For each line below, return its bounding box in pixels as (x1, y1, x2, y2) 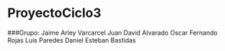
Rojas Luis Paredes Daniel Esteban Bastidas (7, 35, 136, 44)
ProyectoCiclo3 (7, 5, 101, 21)
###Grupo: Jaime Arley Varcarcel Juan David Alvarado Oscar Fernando (7, 28, 218, 37)
